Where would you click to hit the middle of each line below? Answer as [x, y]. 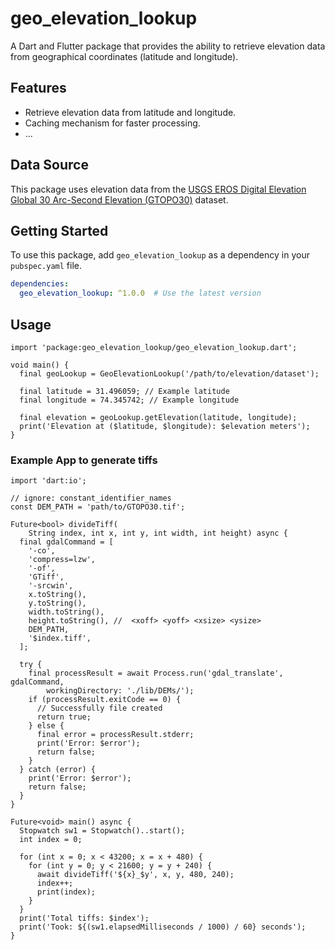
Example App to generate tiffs [84, 460]
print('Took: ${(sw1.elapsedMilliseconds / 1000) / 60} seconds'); [163, 927]
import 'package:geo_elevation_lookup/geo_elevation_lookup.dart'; [154, 347]
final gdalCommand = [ [66, 542]
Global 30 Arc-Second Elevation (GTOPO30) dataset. [119, 199]
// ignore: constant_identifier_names [91, 498]
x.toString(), [57, 595]
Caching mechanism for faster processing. [112, 123]
